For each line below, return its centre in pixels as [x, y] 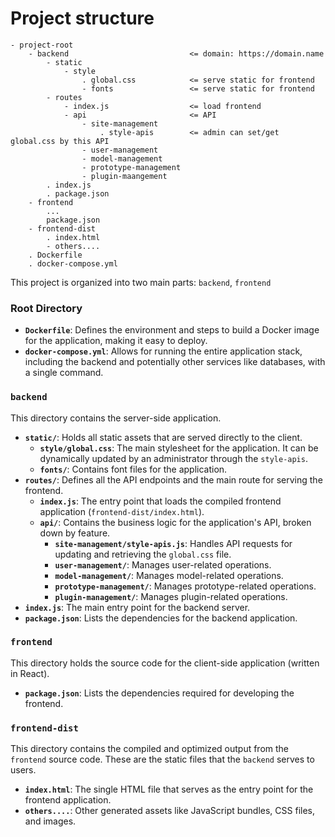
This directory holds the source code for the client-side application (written [165, 663]
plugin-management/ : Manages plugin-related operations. [171, 596]
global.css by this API [60, 141]
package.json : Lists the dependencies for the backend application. [161, 618]
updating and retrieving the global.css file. [143, 554]
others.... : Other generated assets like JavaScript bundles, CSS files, [170, 811]
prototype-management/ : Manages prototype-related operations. [185, 586]
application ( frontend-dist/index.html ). [122, 511]
